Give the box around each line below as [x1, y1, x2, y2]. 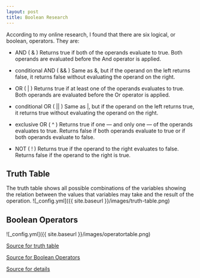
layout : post [6, 8, 39, 15]
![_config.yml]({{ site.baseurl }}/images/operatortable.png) [6, 231, 151, 238]
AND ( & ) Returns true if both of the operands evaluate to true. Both [14, 49, 183, 56]
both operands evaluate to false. [14, 133, 95, 141]
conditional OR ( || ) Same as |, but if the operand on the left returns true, [14, 102, 195, 110]
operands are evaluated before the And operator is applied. [14, 55, 162, 62]
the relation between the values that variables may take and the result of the [6, 191, 194, 198]
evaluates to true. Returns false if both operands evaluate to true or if [14, 127, 186, 134]
